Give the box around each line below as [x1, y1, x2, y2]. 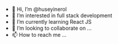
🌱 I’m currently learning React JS [11, 18, 92, 25]
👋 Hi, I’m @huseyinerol [11, 6, 67, 12]
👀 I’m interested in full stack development [11, 12, 113, 19]
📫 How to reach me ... [11, 32, 67, 38]
